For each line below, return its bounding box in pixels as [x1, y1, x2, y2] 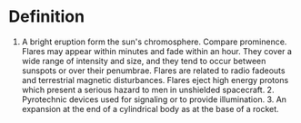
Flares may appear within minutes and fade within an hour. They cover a [21, 45, 293, 56]
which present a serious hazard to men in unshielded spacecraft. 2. [21, 84, 275, 95]
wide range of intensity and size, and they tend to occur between [21, 55, 266, 66]
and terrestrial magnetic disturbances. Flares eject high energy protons [21, 74, 289, 85]
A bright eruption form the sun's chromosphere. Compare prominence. [21, 36, 287, 47]
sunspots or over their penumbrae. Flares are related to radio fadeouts [21, 65, 286, 76]
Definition [8, 6, 85, 27]
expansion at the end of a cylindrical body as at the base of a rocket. [21, 103, 279, 114]
